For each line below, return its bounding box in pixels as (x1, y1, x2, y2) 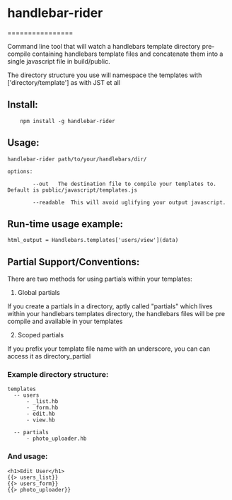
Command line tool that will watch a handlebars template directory (7, 42, 201, 50)
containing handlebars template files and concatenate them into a (32, 50, 224, 58)
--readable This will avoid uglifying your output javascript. (33, 199, 226, 206)
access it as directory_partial (7, 352, 91, 361)
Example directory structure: (7, 370, 109, 380)
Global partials (17, 289, 60, 297)
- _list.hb (25, 398, 59, 405)
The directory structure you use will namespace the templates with (7, 71, 202, 79)
